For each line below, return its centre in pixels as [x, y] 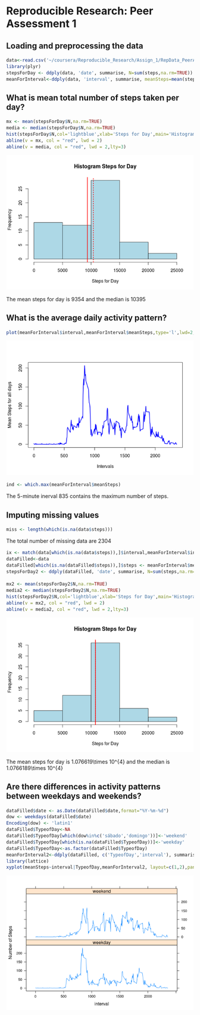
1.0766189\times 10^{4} [35, 768]
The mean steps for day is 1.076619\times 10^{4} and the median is [88, 762]
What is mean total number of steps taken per [93, 98]
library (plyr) [24, 66]
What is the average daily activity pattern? [87, 318]
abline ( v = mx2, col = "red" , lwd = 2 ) [56, 603]
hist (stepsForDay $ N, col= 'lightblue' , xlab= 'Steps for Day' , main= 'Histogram [101, 134]
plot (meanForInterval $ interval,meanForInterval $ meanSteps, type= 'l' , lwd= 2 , [101, 332]
